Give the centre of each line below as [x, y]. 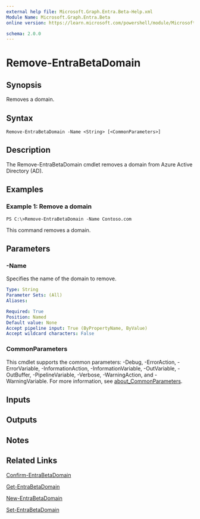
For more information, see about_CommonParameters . [116, 381]
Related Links [32, 461]
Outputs [22, 420]
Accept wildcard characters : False [50, 334]
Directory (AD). [25, 171]
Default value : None [32, 323]
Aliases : [17, 301]
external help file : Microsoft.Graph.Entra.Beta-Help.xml [79, 12]
